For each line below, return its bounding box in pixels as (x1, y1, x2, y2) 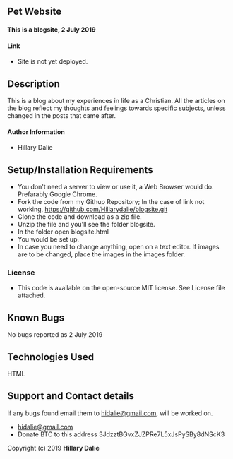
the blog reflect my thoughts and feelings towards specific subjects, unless (7, 104, 226, 112)
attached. (17, 291, 46, 299)
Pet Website (7, 6, 62, 18)
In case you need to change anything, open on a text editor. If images (17, 243, 220, 251)
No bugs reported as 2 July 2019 (7, 330, 103, 339)
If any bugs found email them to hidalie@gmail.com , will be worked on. (7, 409, 213, 417)
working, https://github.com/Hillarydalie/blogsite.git (17, 205, 168, 214)
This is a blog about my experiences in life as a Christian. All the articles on (7, 97, 226, 105)
